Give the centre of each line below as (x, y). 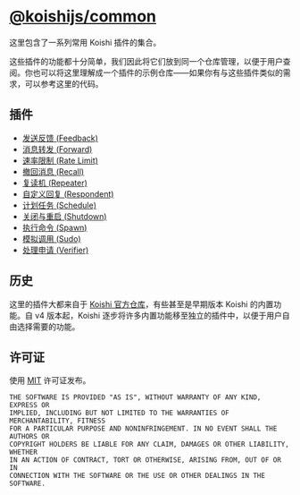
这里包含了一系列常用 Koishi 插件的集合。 (85, 42)
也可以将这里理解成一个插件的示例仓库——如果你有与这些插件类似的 (158, 73)
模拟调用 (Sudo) (52, 238)
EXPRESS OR (29, 405)
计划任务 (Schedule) (59, 205)
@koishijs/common (83, 17)
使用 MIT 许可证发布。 (50, 380)
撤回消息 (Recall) (53, 171)
